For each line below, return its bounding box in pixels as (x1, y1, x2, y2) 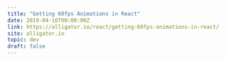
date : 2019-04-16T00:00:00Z (7, 17, 90, 24)
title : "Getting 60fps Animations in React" (7, 10, 141, 18)
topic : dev (7, 36, 40, 43)
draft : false (7, 43, 46, 50)
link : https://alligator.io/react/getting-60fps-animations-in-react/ (7, 23, 220, 30)
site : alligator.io (7, 29, 65, 37)
